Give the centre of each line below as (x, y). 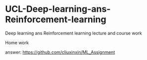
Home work (17, 42)
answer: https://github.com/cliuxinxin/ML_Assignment (60, 52)
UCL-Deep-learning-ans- (58, 9)
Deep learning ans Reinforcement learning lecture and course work (73, 33)
